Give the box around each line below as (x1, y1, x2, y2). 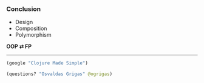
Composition (15, 25, 47, 32)
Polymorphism (15, 31, 52, 38)
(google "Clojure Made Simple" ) (6, 60, 88, 66)
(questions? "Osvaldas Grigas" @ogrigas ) (6, 71, 113, 77)
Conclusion (6, 5, 41, 13)
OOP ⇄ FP (6, 43, 32, 50)
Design (15, 19, 33, 26)
